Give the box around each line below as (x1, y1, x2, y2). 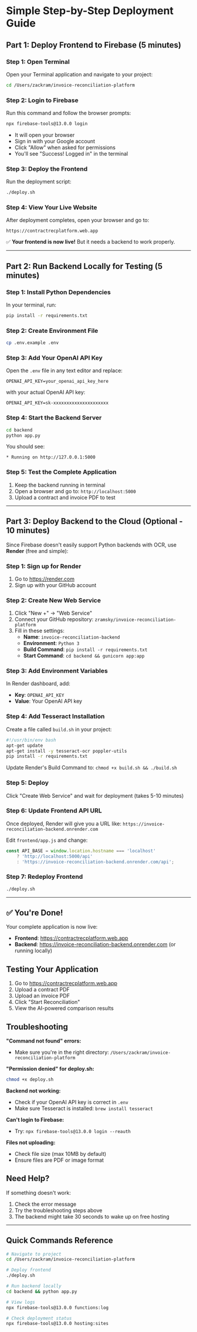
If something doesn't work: (6, 1189, 72, 1196)
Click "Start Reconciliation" (14, 999, 80, 1006)
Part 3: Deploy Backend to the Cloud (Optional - (6, 517, 183, 527)
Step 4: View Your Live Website (6, 204, 97, 212)
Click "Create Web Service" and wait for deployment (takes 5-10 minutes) (6, 792, 184, 799)
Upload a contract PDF (14, 986, 70, 993)
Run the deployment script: (6, 178, 72, 186)
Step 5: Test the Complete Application (6, 468, 117, 476)
